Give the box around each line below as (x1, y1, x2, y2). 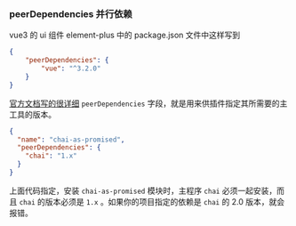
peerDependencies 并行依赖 (9, 7, 133, 20)
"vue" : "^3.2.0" (41, 64, 101, 73)
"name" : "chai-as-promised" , (17, 135, 125, 144)
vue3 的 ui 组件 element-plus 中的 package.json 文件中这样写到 (9, 29, 241, 41)
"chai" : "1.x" (25, 151, 77, 161)
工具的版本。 (9, 109, 56, 119)
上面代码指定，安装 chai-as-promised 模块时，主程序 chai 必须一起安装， (9, 185, 277, 196)
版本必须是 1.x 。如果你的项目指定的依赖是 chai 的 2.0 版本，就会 (44, 196, 285, 206)
